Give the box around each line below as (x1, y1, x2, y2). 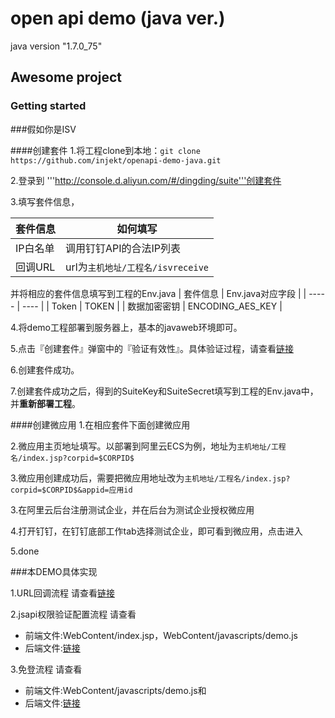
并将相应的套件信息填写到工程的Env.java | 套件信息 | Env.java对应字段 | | (10, 287, 307, 299)
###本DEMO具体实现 (10, 565, 98, 577)
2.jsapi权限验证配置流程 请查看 (10, 608, 137, 620)
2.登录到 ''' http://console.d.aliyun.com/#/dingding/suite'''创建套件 (10, 174, 282, 186)
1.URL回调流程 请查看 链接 (10, 587, 116, 599)
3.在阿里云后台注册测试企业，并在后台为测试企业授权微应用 (10, 503, 255, 516)
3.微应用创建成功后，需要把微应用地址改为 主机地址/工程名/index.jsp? (10, 472, 291, 484)
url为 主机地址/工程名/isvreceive (65, 260, 210, 274)
